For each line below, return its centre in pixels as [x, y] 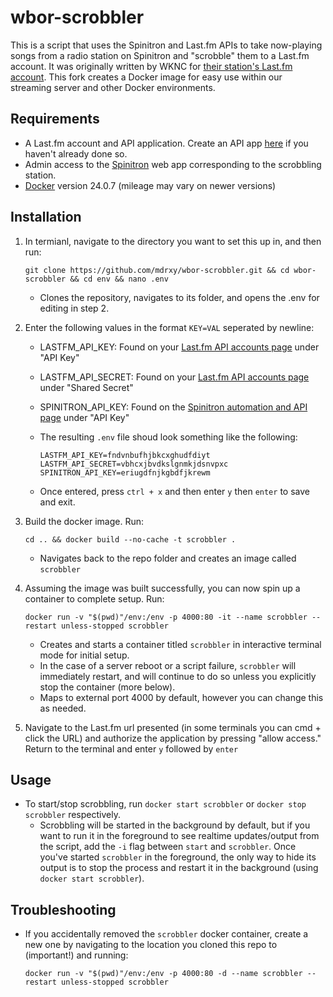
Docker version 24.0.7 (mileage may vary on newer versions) [150, 185]
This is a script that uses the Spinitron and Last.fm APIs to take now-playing [166, 45]
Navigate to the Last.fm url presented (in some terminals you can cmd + [173, 727]
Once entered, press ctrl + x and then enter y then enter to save [174, 491]
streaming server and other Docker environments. [113, 87]
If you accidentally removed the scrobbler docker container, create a [166, 934]
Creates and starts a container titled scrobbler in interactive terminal [180, 644]
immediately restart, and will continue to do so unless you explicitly [178, 676]
